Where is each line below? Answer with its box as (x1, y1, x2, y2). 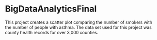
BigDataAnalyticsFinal (5, 3, 97, 14)
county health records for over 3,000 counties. (5, 29, 98, 35)
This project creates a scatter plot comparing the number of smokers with (5, 19, 153, 25)
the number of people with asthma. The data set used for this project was (5, 24, 152, 30)
